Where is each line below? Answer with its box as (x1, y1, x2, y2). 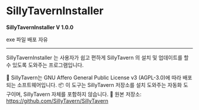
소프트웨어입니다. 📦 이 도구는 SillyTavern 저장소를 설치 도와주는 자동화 (17, 81, 182, 88)
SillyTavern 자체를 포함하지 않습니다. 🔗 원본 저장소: (23, 90, 142, 98)
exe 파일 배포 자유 (6, 35, 49, 43)
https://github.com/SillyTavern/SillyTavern (6, 97, 108, 104)
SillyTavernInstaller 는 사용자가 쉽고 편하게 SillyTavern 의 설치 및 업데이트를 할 (6, 54, 189, 61)
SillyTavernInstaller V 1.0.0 (6, 24, 74, 31)
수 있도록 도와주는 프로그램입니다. (6, 61, 84, 69)
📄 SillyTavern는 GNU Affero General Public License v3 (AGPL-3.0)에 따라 (6, 74, 182, 81)
